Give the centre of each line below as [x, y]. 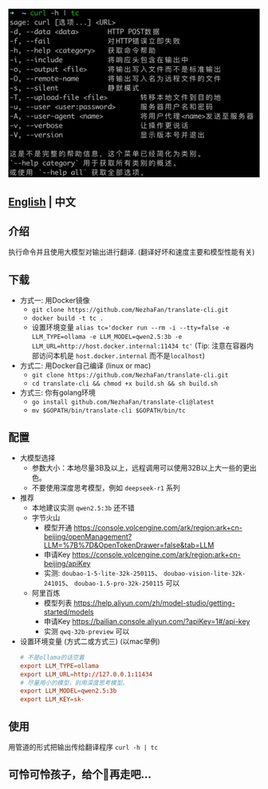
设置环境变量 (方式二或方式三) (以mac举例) [90, 641]
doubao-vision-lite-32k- [205, 574]
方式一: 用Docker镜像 [55, 301]
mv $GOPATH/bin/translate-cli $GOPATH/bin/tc [108, 411]
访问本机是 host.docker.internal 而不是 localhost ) [122, 356]
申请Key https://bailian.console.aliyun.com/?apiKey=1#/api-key [147, 621]
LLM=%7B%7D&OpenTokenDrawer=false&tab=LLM [129, 545]
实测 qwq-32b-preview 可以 [87, 631]
